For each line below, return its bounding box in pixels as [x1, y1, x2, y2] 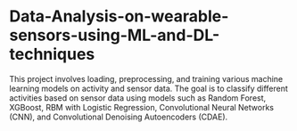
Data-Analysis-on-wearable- [9, 6, 229, 27]
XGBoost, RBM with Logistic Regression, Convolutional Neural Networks [9, 102, 275, 112]
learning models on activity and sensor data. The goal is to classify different [9, 83, 288, 94]
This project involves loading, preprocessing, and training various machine [9, 73, 284, 84]
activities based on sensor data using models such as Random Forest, [9, 92, 267, 103]
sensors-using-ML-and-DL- [9, 25, 220, 45]
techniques [9, 45, 95, 64]
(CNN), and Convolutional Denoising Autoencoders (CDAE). [9, 111, 228, 122]
